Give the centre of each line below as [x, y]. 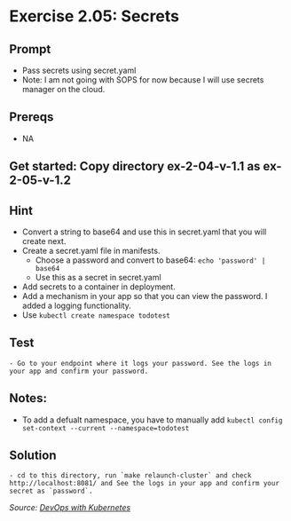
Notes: [28, 398]
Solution [33, 456]
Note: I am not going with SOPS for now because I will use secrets [143, 80]
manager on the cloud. [63, 89]
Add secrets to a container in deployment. [98, 287]
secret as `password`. [51, 491]
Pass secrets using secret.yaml [79, 70]
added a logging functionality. [76, 306]
